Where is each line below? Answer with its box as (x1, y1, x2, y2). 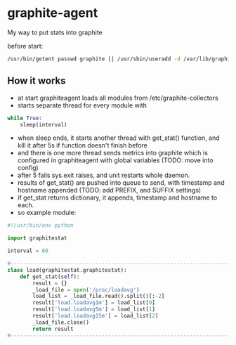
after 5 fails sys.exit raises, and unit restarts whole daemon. (17, 171, 190, 180)
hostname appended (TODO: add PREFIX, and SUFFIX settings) (17, 186, 202, 195)
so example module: (17, 209, 77, 217)
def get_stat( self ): (20, 273, 80, 280)
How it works (7, 75, 66, 87)
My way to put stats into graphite (7, 28, 103, 37)
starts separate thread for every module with (17, 100, 147, 110)
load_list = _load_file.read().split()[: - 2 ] (32, 293, 165, 300)
